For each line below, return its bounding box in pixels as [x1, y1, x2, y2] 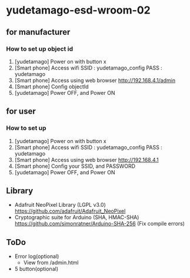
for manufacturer [6, 27, 71, 37]
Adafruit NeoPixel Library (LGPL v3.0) [14, 201, 106, 208]
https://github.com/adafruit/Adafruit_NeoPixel [14, 207, 126, 215]
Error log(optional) [14, 253, 59, 260]
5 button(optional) [14, 266, 59, 273]
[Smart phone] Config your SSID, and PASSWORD [14, 163, 136, 170]
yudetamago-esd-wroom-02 [6, 4, 151, 17]
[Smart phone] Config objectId [14, 83, 89, 90]
